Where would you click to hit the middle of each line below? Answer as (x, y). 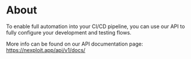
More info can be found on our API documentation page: (75, 44)
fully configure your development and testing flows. (69, 32)
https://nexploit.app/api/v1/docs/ (46, 50)
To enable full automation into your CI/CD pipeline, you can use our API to (95, 26)
